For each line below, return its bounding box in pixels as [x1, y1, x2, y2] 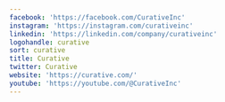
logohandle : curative [9, 37, 90, 47]
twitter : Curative [9, 63, 78, 72]
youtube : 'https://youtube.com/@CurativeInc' [9, 79, 181, 88]
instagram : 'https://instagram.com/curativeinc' [9, 21, 194, 30]
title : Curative [9, 54, 70, 63]
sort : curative [9, 46, 66, 55]
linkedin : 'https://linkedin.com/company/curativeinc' [9, 29, 218, 38]
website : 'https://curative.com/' [9, 71, 138, 80]
